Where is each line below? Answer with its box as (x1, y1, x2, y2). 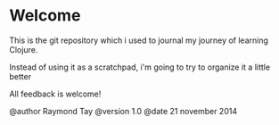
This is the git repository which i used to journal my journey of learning (9, 35, 269, 46)
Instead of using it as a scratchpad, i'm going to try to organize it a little (9, 62, 270, 72)
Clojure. (9, 44, 38, 54)
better (9, 71, 32, 81)
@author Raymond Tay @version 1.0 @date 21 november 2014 (9, 105, 238, 116)
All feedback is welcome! (9, 88, 102, 99)
